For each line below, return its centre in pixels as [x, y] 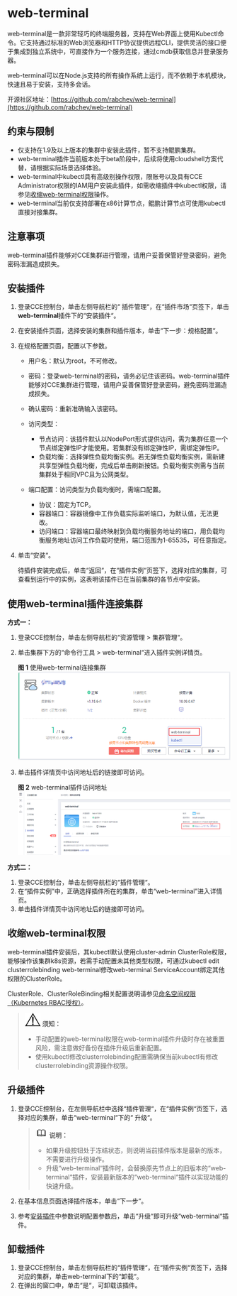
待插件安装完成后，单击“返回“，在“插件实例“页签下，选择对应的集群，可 [122, 570]
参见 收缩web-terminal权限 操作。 [65, 194]
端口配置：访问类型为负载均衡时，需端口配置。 [96, 490]
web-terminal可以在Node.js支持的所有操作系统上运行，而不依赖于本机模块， [118, 75]
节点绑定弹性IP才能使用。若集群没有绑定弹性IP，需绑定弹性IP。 [131, 448]
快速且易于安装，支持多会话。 [51, 84]
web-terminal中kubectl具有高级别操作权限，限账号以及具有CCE [110, 176]
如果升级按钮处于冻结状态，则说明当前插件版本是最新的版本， [136, 1150]
